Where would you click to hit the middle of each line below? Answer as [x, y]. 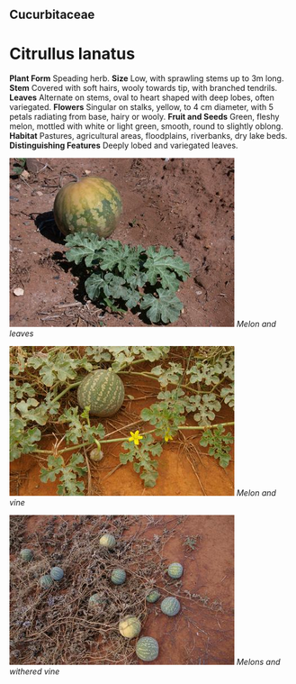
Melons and [258, 662]
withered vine [35, 671]
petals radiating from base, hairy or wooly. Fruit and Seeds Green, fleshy [144, 117]
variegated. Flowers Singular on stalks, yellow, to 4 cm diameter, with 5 [142, 107]
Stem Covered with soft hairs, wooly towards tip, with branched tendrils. [144, 88]
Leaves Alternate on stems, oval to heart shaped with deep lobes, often [142, 97]
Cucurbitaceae [52, 15]
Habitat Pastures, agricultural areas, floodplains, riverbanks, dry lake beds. [148, 136]
